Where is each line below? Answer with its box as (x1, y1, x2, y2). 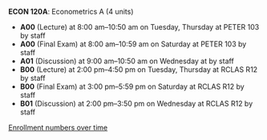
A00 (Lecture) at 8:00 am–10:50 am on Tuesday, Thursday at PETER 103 (19, 22, 260, 31)
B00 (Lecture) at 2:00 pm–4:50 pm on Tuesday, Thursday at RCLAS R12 (19, 65, 258, 74)
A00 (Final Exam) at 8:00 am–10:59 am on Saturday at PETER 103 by (19, 39, 247, 49)
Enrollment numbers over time (8, 123, 108, 132)
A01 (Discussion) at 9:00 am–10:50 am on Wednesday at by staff (19, 56, 234, 66)
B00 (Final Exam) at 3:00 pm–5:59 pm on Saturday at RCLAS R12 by (19, 82, 245, 91)
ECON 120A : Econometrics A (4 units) (8, 7, 134, 16)
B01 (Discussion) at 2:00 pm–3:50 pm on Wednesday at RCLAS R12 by (19, 99, 253, 108)
